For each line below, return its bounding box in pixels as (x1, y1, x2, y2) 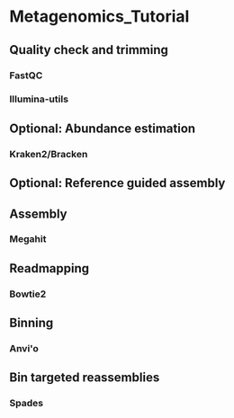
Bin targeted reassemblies (9, 370, 160, 386)
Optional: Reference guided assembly (9, 175, 226, 191)
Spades (9, 397, 43, 410)
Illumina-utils (9, 93, 69, 105)
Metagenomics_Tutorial (9, 6, 190, 27)
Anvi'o (9, 342, 39, 355)
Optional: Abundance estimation (9, 120, 196, 136)
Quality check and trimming (9, 42, 169, 58)
